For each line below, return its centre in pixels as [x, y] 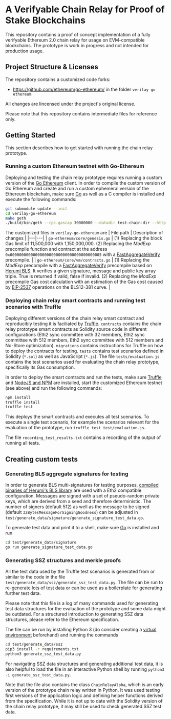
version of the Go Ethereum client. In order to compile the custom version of [85, 183]
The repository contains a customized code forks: [58, 79]
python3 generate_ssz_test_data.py [43, 654]
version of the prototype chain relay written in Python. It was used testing [83, 690]
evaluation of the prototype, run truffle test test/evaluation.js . [76, 428]
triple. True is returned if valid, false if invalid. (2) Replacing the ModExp [81, 276]
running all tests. [23, 443]
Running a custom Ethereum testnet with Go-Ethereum [75, 166]
